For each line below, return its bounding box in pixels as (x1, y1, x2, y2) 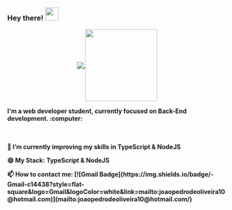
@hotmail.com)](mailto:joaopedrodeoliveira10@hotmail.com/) (7, 195, 192, 204)
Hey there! (7, 13, 44, 22)
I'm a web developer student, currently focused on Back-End (7, 107, 187, 115)
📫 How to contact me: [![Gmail (7, 170, 99, 179)
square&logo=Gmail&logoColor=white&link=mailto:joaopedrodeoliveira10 (7, 188, 226, 196)
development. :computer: (7, 114, 83, 123)
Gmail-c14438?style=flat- (7, 180, 85, 188)
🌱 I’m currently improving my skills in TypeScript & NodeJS (7, 143, 181, 151)
